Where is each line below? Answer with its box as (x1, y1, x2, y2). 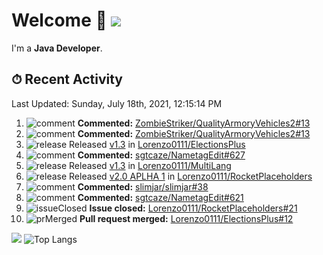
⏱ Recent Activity (11, 71, 124, 88)
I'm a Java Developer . (11, 42, 103, 54)
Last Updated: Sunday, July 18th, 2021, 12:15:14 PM (11, 97, 223, 109)
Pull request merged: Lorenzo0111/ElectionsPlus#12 (79, 212, 294, 224)
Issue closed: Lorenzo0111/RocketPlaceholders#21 (89, 202, 298, 214)
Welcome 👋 (11, 9, 108, 32)
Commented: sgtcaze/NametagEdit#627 (77, 149, 246, 161)
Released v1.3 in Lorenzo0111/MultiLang (69, 159, 232, 171)
